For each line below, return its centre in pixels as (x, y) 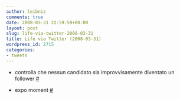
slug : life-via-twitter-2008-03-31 (50, 34)
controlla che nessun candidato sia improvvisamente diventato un (94, 72)
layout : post (22, 28)
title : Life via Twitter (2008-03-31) (54, 39)
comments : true (25, 17)
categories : (21, 50)
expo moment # (34, 90)
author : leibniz (26, 11)
